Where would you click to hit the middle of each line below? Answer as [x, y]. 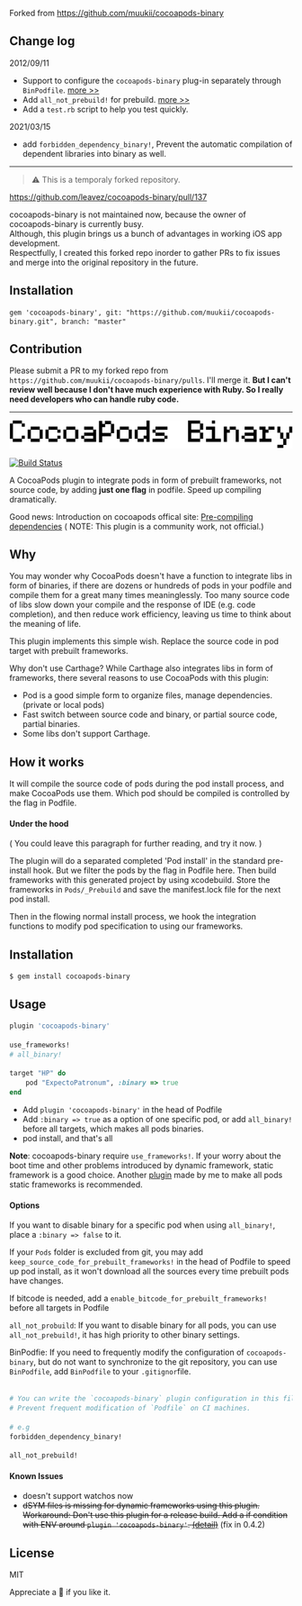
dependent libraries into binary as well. [94, 153]
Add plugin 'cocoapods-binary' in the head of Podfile [122, 1110]
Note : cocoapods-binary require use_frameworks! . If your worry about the [145, 1156]
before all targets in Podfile [59, 1308]
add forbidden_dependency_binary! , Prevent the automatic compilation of [157, 144]
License [32, 1553]
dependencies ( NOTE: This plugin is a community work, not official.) [137, 526]
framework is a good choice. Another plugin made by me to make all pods [146, 1175]
